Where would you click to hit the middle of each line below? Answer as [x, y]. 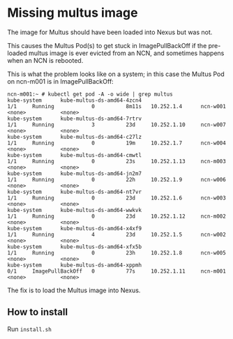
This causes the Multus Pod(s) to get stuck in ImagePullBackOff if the [107, 45]
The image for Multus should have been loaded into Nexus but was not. [110, 32]
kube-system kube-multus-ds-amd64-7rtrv [74, 119]
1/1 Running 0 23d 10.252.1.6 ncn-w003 [117, 198]
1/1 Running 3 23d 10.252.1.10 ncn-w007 [117, 125]
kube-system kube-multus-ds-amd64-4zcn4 [74, 100]
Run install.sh [30, 329]
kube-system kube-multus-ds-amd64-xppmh [74, 265]
